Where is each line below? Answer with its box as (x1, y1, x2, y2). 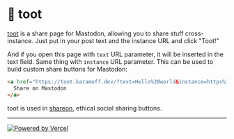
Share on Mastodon (13, 85, 68, 92)
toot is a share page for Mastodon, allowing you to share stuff (7, 29, 184, 38)
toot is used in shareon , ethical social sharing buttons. (7, 104, 162, 112)
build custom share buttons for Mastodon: (7, 65, 127, 73)
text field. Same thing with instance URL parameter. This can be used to (7, 57, 214, 65)
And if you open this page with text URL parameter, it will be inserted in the (7, 50, 224, 58)
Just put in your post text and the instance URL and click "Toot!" (34, 36, 219, 44)
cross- (185, 29, 204, 38)
